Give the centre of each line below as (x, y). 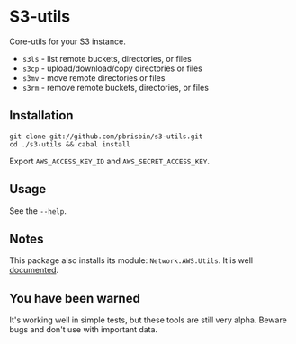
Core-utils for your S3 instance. (67, 41)
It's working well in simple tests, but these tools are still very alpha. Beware (148, 320)
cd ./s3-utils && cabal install (70, 144)
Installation (41, 115)
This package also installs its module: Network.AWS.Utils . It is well (131, 260)
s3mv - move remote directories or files (94, 77)
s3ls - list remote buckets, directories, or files (107, 58)
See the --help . (38, 211)
